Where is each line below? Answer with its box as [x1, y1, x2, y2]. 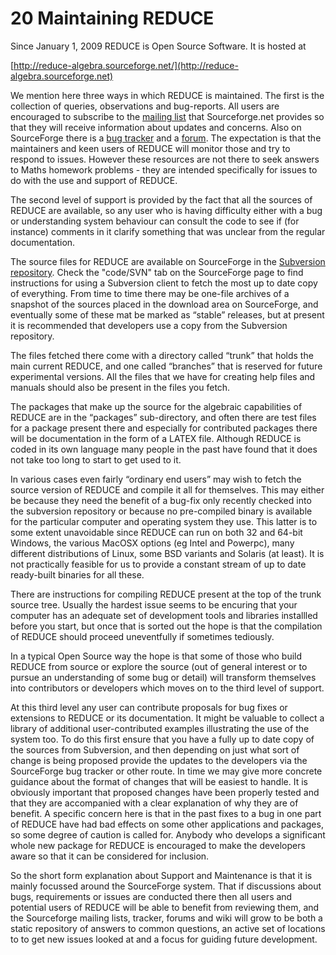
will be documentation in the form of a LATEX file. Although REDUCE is [10, 432, 302, 444]
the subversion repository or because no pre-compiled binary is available [10, 505, 313, 517]
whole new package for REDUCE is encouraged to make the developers [10, 839, 306, 851]
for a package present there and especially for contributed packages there [10, 422, 318, 434]
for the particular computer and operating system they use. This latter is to [10, 515, 318, 527]
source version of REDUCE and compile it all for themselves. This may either [10, 483, 325, 496]
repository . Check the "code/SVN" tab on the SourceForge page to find [10, 266, 304, 278]
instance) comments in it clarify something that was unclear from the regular [10, 225, 326, 237]
